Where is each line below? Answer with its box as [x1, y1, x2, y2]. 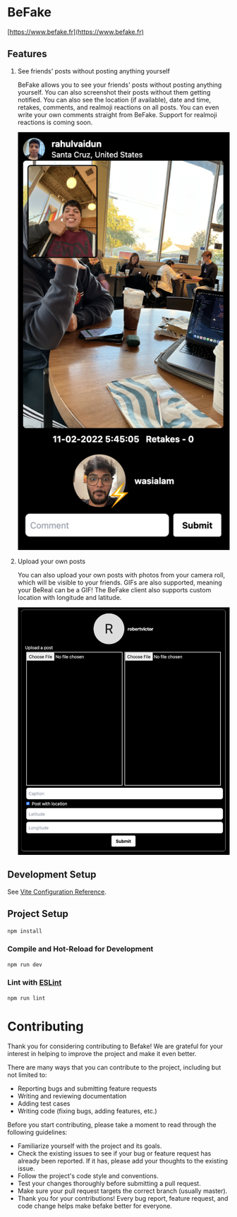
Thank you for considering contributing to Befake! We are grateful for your [7, 1042, 224, 1050]
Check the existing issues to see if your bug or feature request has [17, 1149, 212, 1158]
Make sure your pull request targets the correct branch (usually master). [17, 1187, 228, 1195]
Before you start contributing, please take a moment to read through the [7, 1120, 217, 1129]
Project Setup [7, 908, 69, 920]
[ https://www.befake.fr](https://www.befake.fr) [7, 28, 145, 36]
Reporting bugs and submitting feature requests [17, 1084, 157, 1093]
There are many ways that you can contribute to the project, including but [7, 1063, 221, 1072]
